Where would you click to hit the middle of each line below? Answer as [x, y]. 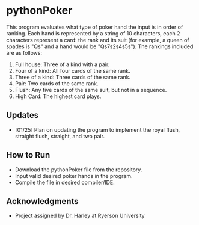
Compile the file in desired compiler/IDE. [65, 182]
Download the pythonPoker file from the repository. [78, 170]
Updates [23, 115]
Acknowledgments [43, 201]
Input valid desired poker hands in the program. [74, 176]
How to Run [28, 155]
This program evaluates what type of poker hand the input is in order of [95, 27]
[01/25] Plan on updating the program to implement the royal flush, [97, 129]
